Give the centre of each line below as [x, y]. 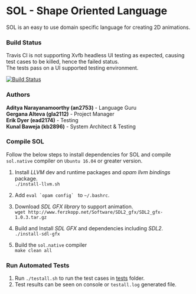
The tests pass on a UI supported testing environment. [72, 68]
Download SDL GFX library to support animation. [74, 206]
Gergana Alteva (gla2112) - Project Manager [60, 114]
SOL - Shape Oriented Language [87, 11]
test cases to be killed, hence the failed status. [63, 62]
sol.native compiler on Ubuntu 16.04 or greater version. [74, 161]
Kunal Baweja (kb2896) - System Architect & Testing [71, 126]
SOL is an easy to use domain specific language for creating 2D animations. [98, 27]
